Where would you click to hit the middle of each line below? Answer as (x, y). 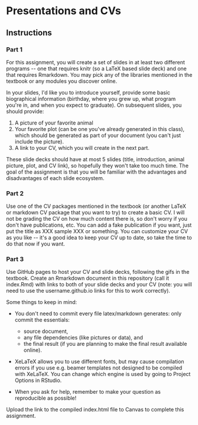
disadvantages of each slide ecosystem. (55, 178)
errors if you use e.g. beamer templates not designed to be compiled (98, 368)
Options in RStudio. (38, 380)
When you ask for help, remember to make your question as (87, 392)
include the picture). (39, 141)
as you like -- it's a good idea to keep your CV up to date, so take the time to (99, 238)
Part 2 (15, 193)
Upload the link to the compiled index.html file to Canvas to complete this (95, 410)
